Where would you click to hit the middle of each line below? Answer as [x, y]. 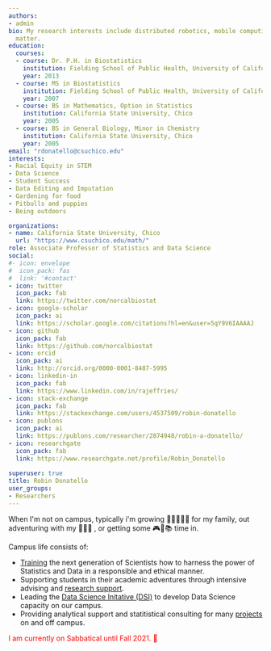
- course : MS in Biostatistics [68, 83]
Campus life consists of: [48, 547]
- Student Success [39, 181]
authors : [23, 16]
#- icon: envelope [39, 263]
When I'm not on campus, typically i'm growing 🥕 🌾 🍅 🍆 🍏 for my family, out [129, 519]
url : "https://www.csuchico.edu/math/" [83, 241]
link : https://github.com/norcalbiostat [84, 346]
